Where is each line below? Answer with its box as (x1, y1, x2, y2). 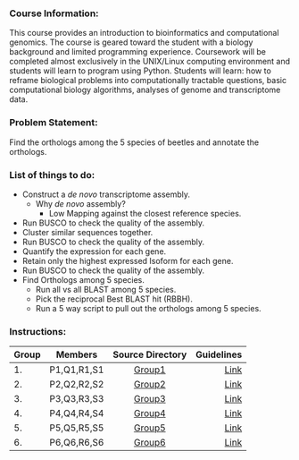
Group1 (133, 363, 167, 376)
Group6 (133, 437, 167, 449)
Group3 (133, 393, 167, 405)
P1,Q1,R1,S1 (49, 363, 104, 376)
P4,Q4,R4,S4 (49, 407, 104, 420)
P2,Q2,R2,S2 (49, 379, 104, 391)
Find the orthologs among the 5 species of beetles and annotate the (9, 137, 260, 148)
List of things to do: (9, 168, 96, 181)
